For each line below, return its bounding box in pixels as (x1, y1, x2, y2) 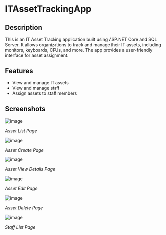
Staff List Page (5, 224, 36, 230)
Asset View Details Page (5, 166, 55, 172)
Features (5, 67, 33, 75)
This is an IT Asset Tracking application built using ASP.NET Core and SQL (5, 36, 157, 42)
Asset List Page (5, 128, 37, 134)
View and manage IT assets (12, 79, 69, 85)
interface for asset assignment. (5, 52, 69, 58)
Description (5, 23, 42, 32)
